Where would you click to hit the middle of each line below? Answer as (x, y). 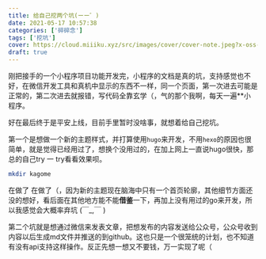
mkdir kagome (30, 174)
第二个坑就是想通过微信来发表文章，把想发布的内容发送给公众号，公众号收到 (133, 227)
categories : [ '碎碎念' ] (46, 30)
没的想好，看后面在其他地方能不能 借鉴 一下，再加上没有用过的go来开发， (127, 200)
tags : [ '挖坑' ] (32, 38)
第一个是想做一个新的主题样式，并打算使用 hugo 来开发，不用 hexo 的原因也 (127, 139)
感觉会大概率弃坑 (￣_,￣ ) (64, 210)
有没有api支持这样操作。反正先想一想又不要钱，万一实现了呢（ (110, 246)
